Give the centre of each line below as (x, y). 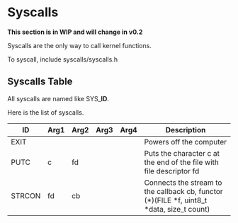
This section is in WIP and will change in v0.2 (75, 32)
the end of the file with (182, 162)
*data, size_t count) (177, 209)
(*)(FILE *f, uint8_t (176, 200)
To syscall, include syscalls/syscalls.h (63, 59)
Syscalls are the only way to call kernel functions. (80, 45)
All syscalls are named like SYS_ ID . (58, 98)
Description (186, 130)
